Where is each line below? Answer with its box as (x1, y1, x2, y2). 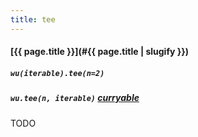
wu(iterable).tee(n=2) (10, 68, 105, 78)
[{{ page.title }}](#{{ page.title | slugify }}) (10, 46, 190, 58)
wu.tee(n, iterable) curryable (10, 92, 140, 104)
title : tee (10, 14, 56, 25)
